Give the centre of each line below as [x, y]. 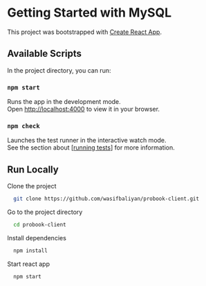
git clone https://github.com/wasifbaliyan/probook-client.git [106, 199]
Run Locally [33, 169]
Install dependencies [37, 238]
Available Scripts [44, 54]
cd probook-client [40, 225]
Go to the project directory [45, 212]
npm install [31, 251]
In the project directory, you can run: [59, 70]
